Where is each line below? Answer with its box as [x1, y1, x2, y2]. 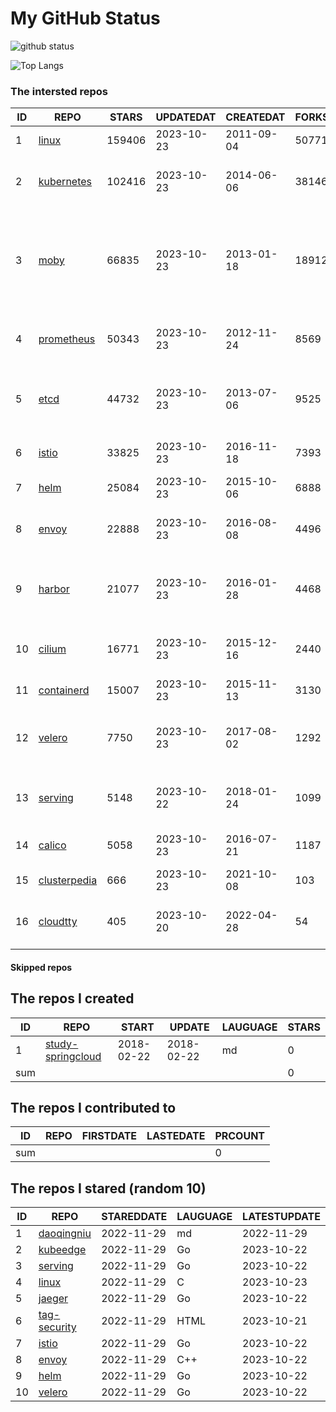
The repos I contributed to [10, 1100, 177, 1117]
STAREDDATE [101, 1210, 168, 1224]
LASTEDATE [146, 1129, 206, 1143]
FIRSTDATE [81, 1129, 138, 1143]
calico [38, 838, 67, 852]
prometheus [38, 332, 96, 346]
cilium [38, 642, 67, 656]
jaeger [38, 1292, 69, 1306]
